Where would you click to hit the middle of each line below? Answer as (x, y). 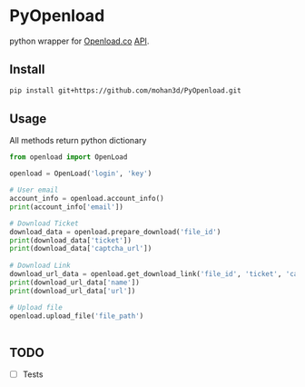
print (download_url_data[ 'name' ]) (75, 283)
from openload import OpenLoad (69, 157)
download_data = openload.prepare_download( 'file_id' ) (115, 232)
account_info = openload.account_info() (87, 199)
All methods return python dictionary (78, 141)
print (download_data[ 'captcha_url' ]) (81, 249)
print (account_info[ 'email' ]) (67, 207)
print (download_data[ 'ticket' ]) (70, 240)
